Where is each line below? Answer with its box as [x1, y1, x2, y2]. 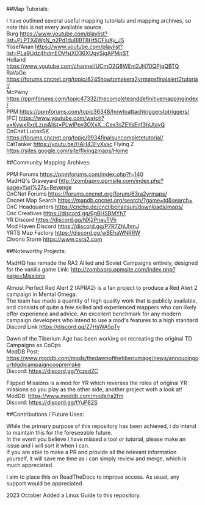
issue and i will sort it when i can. [6, 442, 90, 449]
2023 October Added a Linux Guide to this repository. [6, 492, 142, 499]
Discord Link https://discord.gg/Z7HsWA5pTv [6, 323, 120, 330]
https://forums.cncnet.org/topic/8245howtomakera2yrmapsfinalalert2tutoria [6, 76, 198, 83]
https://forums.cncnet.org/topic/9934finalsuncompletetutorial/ [6, 134, 164, 141]
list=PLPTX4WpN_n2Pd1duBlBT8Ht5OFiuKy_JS [6, 37, 124, 43]
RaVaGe [6, 69, 26, 76]
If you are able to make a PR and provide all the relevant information [6, 449, 177, 455]
